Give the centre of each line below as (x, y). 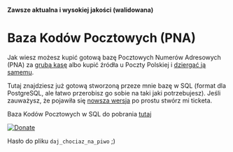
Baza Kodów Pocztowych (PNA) (101, 38)
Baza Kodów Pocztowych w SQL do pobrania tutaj (79, 114)
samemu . (21, 72)
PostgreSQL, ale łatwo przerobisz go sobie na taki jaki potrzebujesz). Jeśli (114, 93)
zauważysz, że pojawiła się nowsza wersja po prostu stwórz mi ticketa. (110, 100)
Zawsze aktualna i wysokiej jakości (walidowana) (80, 10)
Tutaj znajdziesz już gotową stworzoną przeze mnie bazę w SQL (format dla (116, 85)
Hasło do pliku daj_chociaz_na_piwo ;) (61, 141)
